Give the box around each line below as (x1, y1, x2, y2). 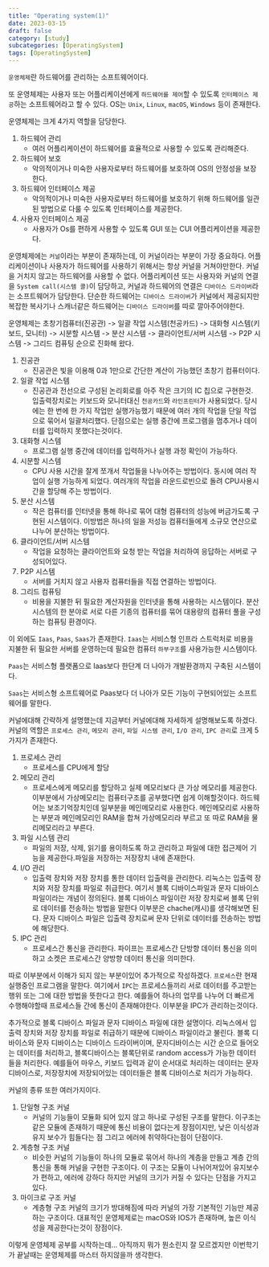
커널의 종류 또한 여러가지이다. (8, 1085, 101, 1094)
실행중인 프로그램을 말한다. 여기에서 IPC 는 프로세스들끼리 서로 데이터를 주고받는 (8, 981, 257, 990)
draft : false (8, 27, 52, 35)
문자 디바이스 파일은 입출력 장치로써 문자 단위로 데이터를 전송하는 (43, 913, 247, 923)
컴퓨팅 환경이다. (47, 617, 97, 626)
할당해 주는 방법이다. (47, 486, 112, 495)
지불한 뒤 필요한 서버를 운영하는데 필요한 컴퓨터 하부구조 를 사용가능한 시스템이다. (8, 644, 258, 654)
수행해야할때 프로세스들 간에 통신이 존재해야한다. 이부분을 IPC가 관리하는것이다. (8, 1001, 259, 1010)
